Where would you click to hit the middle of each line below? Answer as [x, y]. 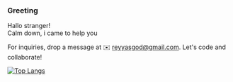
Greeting [23, 11]
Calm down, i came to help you [52, 33]
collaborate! [25, 57]
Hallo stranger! [29, 26]
